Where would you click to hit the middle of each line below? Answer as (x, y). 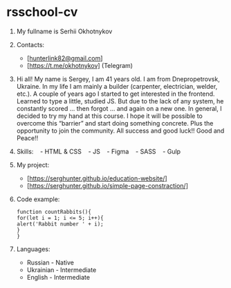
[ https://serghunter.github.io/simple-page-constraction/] (107, 185)
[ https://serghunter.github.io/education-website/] (97, 178)
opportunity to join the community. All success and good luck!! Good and (120, 130)
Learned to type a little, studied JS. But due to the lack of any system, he (120, 101)
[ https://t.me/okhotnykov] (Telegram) (80, 65)
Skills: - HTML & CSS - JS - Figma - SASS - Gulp (99, 151)
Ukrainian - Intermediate (62, 270)
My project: (33, 164)
